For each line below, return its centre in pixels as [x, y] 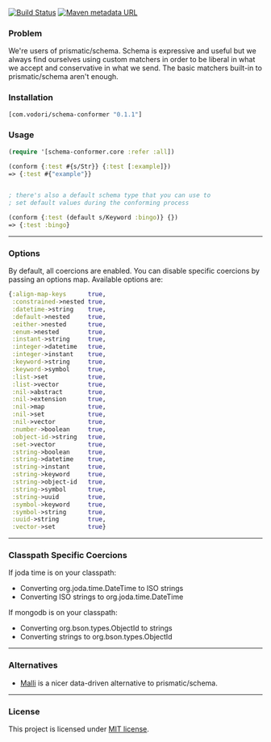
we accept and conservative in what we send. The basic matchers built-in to [135, 68]
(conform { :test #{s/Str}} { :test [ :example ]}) [90, 166]
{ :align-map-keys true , [57, 295]
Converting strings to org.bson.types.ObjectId [96, 637]
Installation [31, 98]
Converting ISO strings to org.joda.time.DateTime [102, 597]
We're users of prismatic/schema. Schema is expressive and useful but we [132, 51]
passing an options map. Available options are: [86, 279]
